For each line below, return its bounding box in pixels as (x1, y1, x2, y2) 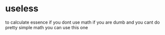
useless (5, 3, 39, 14)
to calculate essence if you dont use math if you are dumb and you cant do (5, 19, 160, 25)
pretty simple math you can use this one (5, 24, 88, 30)
